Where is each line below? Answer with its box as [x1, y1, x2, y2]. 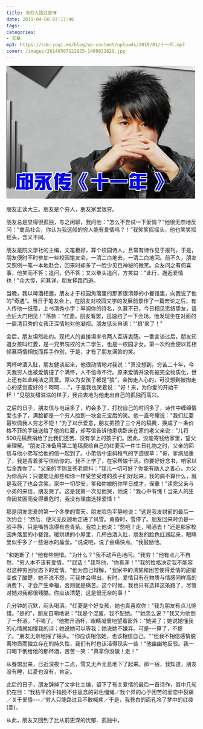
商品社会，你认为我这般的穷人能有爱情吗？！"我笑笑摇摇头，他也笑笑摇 [19, 226, 197, 233]
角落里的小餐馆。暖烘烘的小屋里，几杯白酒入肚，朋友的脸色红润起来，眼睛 [11, 531, 197, 538]
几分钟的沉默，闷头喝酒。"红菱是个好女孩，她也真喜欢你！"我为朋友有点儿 [6, 602, 192, 609]
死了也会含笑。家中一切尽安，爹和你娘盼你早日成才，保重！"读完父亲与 [16, 480, 195, 487]
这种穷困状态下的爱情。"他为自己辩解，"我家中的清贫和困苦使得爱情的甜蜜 [11, 566, 197, 573]
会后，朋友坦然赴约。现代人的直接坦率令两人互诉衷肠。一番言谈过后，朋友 [6, 332, 192, 340]
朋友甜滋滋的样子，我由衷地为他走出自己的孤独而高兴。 [24, 391, 160, 398]
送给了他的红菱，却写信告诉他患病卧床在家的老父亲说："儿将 [37, 426, 189, 434]
